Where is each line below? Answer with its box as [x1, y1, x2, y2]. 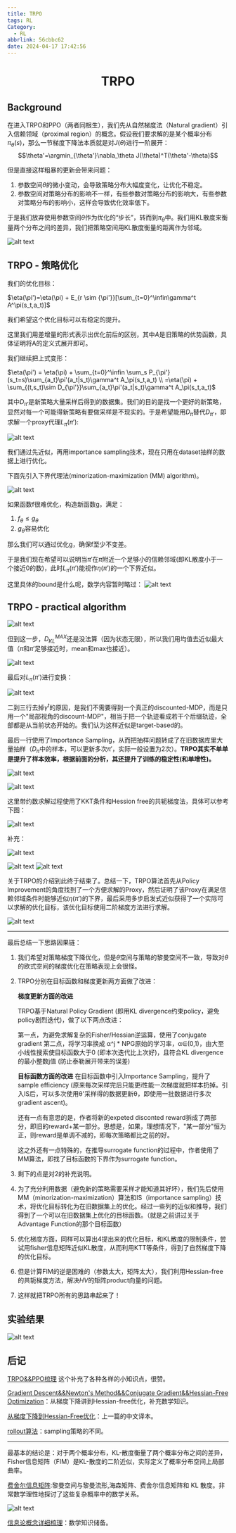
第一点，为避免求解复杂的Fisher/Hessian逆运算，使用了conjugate [17, 1030, 207, 1039]
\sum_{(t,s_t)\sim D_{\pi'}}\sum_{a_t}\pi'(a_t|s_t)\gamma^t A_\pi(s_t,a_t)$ [7, 383, 216, 391]
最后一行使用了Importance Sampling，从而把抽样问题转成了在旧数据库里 [7, 736, 217, 744]
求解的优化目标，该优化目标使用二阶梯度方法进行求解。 [13, 902, 173, 911]
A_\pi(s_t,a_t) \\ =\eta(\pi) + [120, 376, 198, 384]
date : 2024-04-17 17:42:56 [7, 43, 86, 50]
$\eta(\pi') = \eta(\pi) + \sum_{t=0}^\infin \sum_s [7, 368, 147, 377]
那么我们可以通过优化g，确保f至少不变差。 [7, 540, 131, 549]
